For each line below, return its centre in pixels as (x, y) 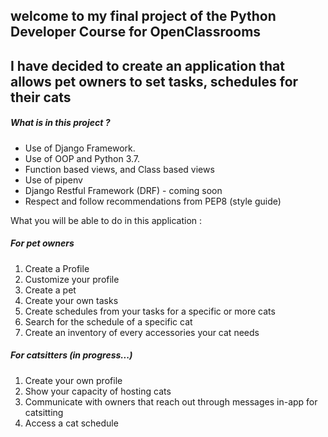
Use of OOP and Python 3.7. (82, 158)
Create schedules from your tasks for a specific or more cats (150, 311)
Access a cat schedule (71, 423)
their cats (41, 97)
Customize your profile (72, 279)
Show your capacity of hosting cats (98, 391)
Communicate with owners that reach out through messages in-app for (171, 401)
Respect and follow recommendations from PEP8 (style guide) (153, 201)
